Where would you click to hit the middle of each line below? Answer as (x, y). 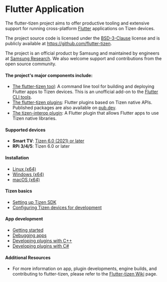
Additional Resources (28, 257)
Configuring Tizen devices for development (57, 207)
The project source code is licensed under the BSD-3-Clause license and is (83, 38)
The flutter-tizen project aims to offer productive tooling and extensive (77, 23)
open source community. (31, 64)
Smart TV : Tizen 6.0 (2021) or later (48, 141)
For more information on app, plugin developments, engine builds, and (84, 268)
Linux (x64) (24, 169)
